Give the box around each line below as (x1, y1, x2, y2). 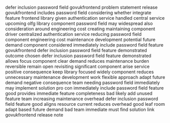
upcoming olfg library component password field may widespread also (5, 20, 153, 26)
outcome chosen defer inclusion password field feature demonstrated (5, 53, 151, 59)
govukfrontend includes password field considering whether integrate (5, 10, 151, 16)
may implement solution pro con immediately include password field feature (5, 85, 164, 91)
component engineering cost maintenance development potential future (5, 36, 156, 43)
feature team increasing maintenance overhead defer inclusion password (5, 96, 158, 102)
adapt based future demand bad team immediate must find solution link (5, 106, 155, 112)
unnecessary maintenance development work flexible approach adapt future (5, 74, 165, 80)
